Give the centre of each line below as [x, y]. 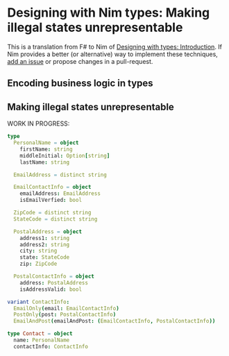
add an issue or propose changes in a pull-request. [80, 61]
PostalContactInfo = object [54, 277]
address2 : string [45, 244]
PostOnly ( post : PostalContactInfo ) [65, 315]
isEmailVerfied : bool [51, 200]
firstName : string [46, 149]
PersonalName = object [46, 143]
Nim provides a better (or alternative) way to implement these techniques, [113, 54]
